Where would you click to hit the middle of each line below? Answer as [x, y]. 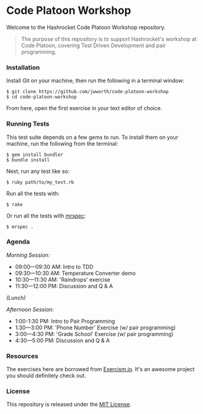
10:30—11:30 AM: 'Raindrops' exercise [63, 279]
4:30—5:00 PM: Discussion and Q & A [62, 340]
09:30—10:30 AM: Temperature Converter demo [75, 273]
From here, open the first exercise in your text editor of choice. [84, 108]
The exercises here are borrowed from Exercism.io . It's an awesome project [101, 369]
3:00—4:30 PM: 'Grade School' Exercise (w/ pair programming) [94, 334]
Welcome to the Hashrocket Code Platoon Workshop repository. [86, 27]
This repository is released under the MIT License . [69, 404]
